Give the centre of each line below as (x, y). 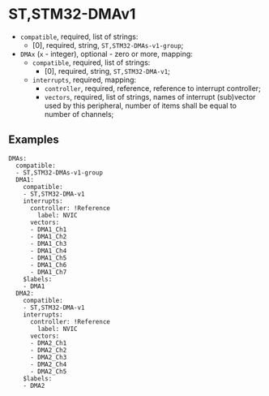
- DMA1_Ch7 (48, 272)
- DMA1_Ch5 (48, 258)
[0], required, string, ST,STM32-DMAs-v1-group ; (108, 45)
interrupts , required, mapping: (84, 80)
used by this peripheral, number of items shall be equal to (141, 105)
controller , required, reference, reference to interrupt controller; (152, 88)
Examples (34, 140)
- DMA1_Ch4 (48, 251)
